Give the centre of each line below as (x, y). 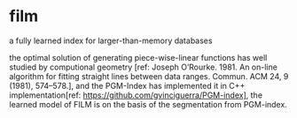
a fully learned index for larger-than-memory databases (111, 41)
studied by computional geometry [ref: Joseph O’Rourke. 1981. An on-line (143, 67)
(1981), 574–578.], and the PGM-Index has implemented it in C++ (127, 85)
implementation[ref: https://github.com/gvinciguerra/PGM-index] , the (136, 95)
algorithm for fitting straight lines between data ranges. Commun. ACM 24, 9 (149, 76)
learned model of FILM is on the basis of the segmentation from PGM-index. (148, 104)
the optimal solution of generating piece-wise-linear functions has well (138, 57)
